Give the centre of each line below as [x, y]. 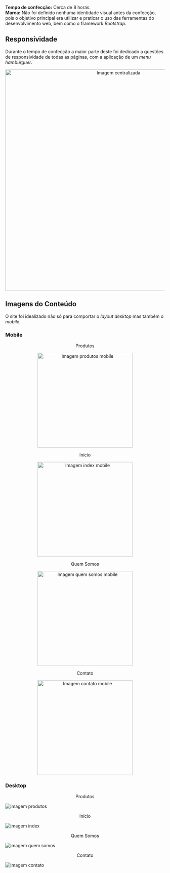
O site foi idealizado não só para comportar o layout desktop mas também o [84, 316]
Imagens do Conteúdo [41, 304]
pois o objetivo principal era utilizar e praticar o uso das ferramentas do [80, 18]
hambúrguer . [19, 62]
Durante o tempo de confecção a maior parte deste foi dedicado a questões [84, 51]
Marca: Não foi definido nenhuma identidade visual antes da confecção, [81, 13]
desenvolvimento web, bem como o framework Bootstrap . [66, 23]
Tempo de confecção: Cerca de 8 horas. [48, 7]
